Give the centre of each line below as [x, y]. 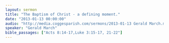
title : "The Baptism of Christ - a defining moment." [63, 14]
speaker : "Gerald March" [31, 28]
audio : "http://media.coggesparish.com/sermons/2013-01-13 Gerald [76, 23]
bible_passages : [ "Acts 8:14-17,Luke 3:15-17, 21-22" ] [64, 33]
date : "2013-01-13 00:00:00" [36, 19]
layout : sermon [21, 10]
